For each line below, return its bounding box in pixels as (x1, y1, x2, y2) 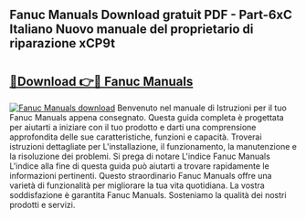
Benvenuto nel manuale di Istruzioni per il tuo (117, 102, 288, 113)
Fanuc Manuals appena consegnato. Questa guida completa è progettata (9, 112, 285, 122)
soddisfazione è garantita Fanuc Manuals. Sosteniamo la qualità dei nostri (9, 190, 287, 200)
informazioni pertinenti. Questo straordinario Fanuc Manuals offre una (9, 171, 272, 181)
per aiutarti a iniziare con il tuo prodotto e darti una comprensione (9, 122, 257, 132)
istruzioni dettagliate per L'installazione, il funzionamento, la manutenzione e (9, 141, 297, 151)
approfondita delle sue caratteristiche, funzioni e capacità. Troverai (9, 131, 262, 142)
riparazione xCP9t (9, 36, 116, 51)
